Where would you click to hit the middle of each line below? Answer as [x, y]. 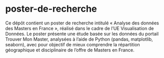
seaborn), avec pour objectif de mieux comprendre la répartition [73, 44]
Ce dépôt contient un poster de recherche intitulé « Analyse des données [82, 23]
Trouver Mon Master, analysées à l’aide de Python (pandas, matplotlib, [79, 39]
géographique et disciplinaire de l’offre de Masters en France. [70, 50]
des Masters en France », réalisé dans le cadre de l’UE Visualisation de [80, 28]
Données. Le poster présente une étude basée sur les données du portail [82, 34]
